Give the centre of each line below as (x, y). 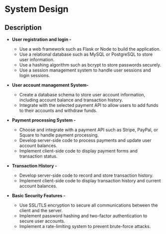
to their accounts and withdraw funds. (58, 111)
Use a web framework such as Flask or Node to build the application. (90, 49)
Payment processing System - (44, 120)
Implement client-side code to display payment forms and (78, 151)
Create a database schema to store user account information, (82, 95)
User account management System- (50, 85)
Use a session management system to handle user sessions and (85, 70)
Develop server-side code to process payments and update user (85, 140)
